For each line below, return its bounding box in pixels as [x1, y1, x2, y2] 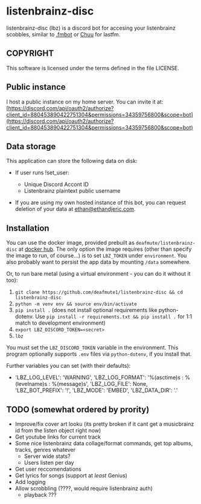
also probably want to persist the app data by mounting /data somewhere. [6, 259, 191, 266]
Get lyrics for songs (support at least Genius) [14, 472, 128, 479]
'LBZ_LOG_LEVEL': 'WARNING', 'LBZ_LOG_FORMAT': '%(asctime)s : [14, 374, 184, 381]
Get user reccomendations [14, 465, 81, 472]
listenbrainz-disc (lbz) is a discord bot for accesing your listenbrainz [6, 24, 176, 31]
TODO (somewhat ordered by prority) [6, 404, 150, 414]
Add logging [14, 479, 46, 485]
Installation [6, 223, 49, 233]
